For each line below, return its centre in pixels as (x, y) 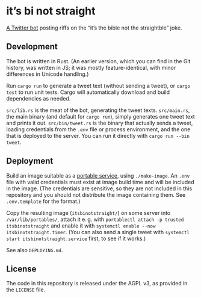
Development (32, 47)
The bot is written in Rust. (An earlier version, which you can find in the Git (98, 61)
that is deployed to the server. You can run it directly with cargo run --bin (98, 135)
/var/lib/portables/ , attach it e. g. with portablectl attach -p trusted (95, 219)
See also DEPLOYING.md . (35, 250)
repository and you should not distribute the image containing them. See (96, 194)
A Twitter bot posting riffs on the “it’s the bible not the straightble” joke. (94, 28)
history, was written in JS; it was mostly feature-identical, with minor (91, 67)
